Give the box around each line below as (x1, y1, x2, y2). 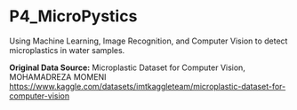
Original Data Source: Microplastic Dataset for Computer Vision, (9, 62, 246, 73)
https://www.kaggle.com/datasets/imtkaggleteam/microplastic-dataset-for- (9, 81, 286, 91)
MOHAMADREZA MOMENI (9, 71, 107, 82)
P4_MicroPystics (9, 6, 138, 27)
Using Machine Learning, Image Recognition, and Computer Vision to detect (9, 35, 288, 46)
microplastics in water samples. (9, 44, 125, 55)
